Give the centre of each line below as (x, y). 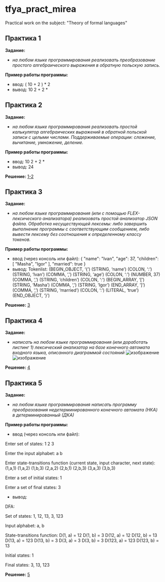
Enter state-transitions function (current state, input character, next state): (80, 463)
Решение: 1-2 (19, 176)
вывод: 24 (23, 167)
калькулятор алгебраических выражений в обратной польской (79, 132)
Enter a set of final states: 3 (33, 487)
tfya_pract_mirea (41, 9)
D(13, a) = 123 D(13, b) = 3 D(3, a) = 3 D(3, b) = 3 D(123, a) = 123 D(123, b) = (82, 540)
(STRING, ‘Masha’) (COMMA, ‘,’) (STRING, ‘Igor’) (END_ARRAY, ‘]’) (79, 285)
